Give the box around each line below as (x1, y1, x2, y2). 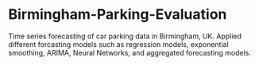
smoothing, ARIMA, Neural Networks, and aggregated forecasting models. (8, 48, 252, 57)
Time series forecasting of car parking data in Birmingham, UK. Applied (8, 31, 242, 41)
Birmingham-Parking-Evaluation (8, 5, 227, 23)
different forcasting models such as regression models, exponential (8, 39, 229, 49)
